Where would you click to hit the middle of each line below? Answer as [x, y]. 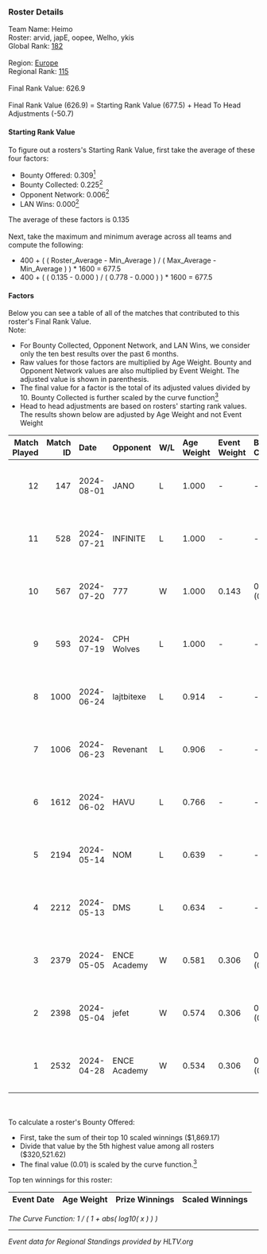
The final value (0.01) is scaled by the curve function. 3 [108, 1163]
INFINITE [129, 538]
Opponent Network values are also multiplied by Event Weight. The [130, 371]
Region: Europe [33, 63]
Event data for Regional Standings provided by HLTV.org [101, 1241]
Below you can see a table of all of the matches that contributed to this [124, 313]
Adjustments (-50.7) [41, 114]
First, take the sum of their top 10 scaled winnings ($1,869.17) [120, 1137]
